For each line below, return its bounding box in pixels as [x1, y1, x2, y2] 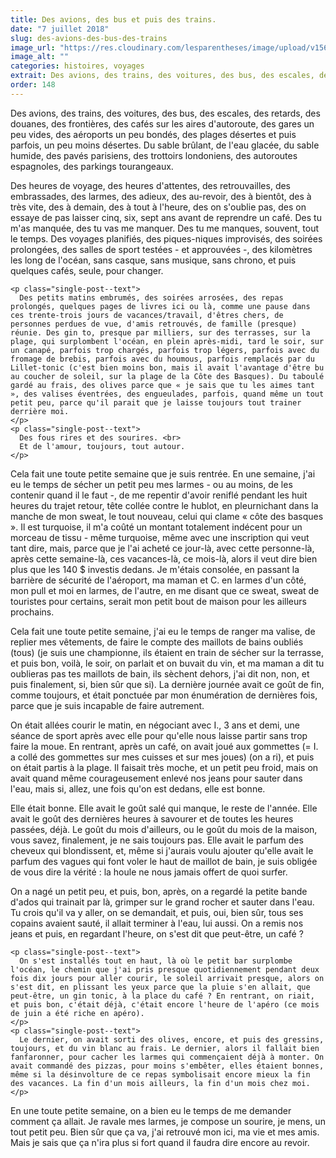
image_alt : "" [10, 52, 70, 62]
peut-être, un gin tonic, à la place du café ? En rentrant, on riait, [10, 991, 315, 1001]
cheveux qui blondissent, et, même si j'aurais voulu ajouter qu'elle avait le [10, 844, 314, 856]
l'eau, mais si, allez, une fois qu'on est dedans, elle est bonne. [10, 782, 266, 795]
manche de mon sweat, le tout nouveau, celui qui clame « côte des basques [10, 510, 324, 522]
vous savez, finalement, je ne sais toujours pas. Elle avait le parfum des [10, 834, 304, 846]
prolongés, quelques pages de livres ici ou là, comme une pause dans [10, 301, 311, 311]
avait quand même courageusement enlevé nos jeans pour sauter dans [10, 772, 303, 784]
